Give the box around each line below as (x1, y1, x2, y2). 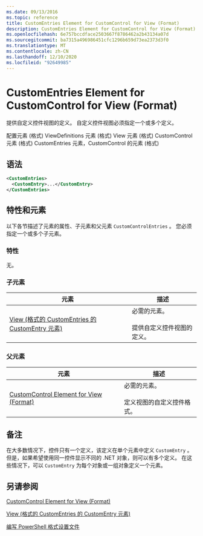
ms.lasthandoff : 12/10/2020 (6, 54, 77, 60)
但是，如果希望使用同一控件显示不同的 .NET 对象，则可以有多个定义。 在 (6, 454, 187, 462)
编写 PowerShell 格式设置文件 (6, 523, 80, 531)
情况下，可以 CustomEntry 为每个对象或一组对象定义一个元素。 (11, 462, 166, 469)
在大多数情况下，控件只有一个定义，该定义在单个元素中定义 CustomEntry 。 (6, 446, 193, 454)
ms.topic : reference (6, 15, 59, 21)
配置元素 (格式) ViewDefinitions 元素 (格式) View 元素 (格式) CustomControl (6, 132, 193, 139)
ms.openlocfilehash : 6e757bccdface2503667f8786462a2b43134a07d (6, 31, 169, 38)
